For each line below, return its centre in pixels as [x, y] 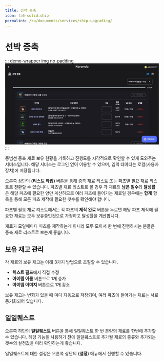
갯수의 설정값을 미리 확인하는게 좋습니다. [43, 343]
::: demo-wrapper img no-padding [40, 61]
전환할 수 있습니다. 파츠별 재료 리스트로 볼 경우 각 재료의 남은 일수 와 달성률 [85, 187]
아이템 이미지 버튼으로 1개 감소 [41, 285]
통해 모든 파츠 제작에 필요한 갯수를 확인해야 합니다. [62, 199]
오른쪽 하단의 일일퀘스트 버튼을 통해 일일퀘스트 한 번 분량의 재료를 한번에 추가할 [81, 331]
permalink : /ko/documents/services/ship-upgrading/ [59, 21]
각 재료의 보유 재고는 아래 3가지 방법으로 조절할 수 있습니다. [62, 262]
